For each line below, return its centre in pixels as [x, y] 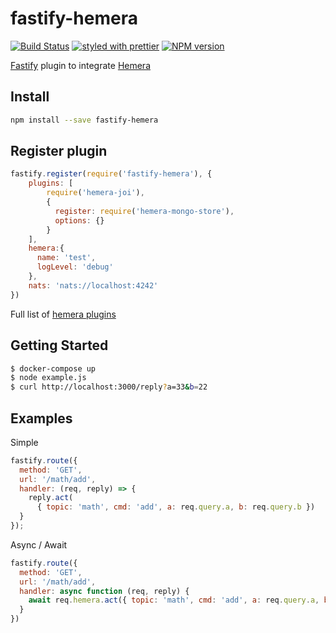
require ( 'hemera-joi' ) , [95, 193]
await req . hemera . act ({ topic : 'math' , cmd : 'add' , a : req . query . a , [174, 600]
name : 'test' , [66, 258]
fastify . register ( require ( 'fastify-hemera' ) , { [111, 174]
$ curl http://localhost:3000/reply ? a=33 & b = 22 [109, 387]
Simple [24, 442]
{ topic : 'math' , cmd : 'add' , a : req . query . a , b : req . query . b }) [176, 507]
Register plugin [59, 151]
